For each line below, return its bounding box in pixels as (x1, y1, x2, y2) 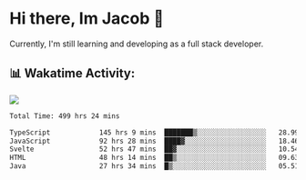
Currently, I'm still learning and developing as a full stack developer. (9, 38, 264, 49)
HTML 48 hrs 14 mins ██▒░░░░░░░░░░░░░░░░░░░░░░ (9, 154, 267, 163)
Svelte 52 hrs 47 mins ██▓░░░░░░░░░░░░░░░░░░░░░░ (9, 145, 267, 154)
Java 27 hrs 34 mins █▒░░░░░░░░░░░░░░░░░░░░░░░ (9, 162, 267, 171)
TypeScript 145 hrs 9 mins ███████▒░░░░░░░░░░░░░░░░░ (9, 127, 267, 137)
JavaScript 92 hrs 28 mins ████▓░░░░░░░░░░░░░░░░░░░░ (9, 136, 267, 145)
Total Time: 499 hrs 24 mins (9, 111, 120, 121)
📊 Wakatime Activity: (9, 65, 136, 81)
